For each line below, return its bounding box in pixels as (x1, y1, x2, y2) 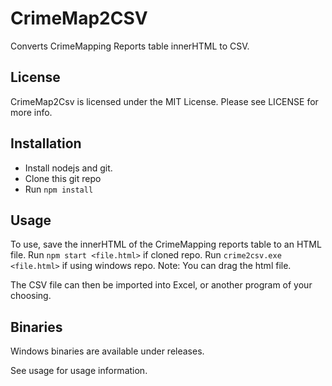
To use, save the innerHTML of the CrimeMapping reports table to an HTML (10, 238, 322, 251)
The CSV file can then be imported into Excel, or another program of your (10, 279, 313, 291)
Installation (10, 135, 82, 152)
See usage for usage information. (10, 365, 148, 377)
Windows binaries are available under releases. (10, 345, 205, 357)
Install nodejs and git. (24, 162, 113, 174)
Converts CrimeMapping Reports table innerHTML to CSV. (10, 40, 250, 52)
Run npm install (24, 183, 94, 195)
